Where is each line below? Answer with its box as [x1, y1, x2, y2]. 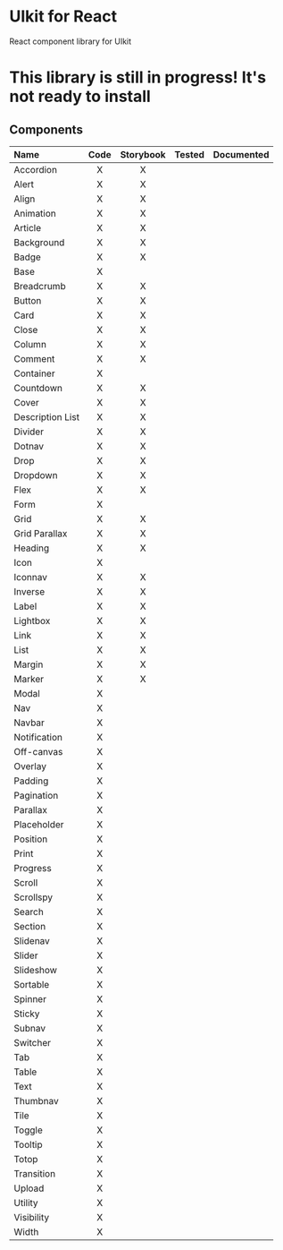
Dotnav [13, 440, 45, 452]
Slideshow [13, 963, 58, 976]
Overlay [13, 759, 47, 772]
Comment [13, 352, 55, 364]
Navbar [13, 716, 45, 729]
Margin [13, 658, 44, 671]
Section [13, 920, 46, 932]
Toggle [13, 1124, 43, 1136]
